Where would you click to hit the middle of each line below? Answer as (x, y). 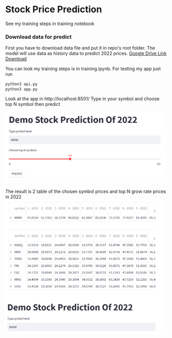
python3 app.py (21, 89)
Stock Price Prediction (54, 9)
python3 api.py (21, 84)
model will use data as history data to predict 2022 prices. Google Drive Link (86, 53)
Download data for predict (38, 37)
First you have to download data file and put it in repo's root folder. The (80, 48)
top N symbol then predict (33, 104)
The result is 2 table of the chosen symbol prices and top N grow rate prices (86, 191)
